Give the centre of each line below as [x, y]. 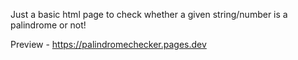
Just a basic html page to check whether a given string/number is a [149, 14]
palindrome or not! [48, 25]
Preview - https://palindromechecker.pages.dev [108, 44]
